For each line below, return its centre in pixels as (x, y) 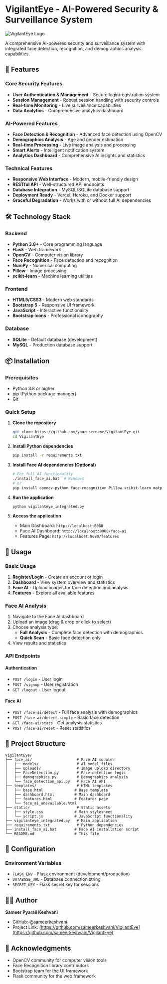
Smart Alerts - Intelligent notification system (58, 150)
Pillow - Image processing (39, 271)
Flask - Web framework (37, 249)
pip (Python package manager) (44, 394)
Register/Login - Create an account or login (58, 577)
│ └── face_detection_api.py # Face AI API (56, 781)
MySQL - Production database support (52, 344)
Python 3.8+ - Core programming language (57, 244)
